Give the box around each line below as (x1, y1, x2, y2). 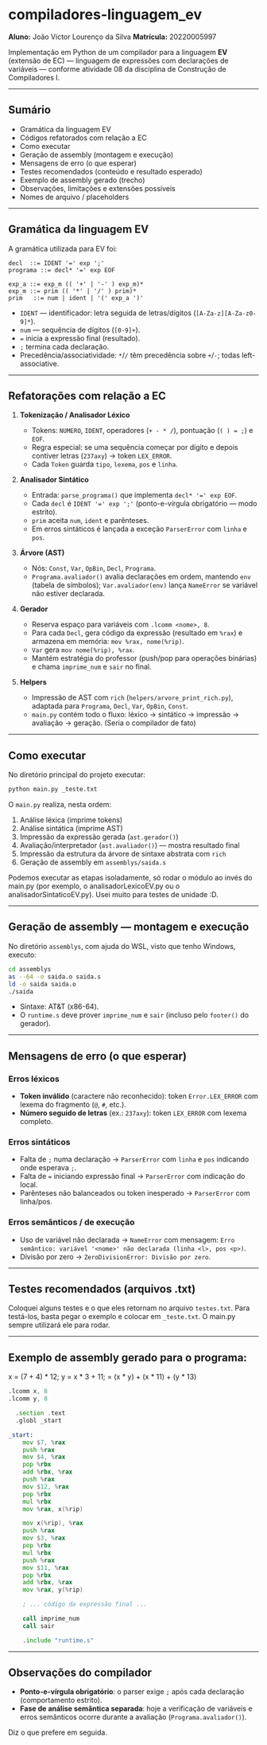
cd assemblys (8, 965, 52, 973)
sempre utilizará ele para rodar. (8, 1320, 110, 1330)
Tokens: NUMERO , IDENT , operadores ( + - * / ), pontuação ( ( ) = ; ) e (31, 426, 253, 435)
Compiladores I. (8, 72, 60, 82)
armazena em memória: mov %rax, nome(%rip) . (31, 637, 185, 646)
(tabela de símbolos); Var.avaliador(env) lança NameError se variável (31, 580, 258, 590)
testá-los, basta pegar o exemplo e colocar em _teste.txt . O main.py (8, 1312, 236, 1321)
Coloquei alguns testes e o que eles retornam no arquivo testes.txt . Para (8, 1303, 250, 1313)
